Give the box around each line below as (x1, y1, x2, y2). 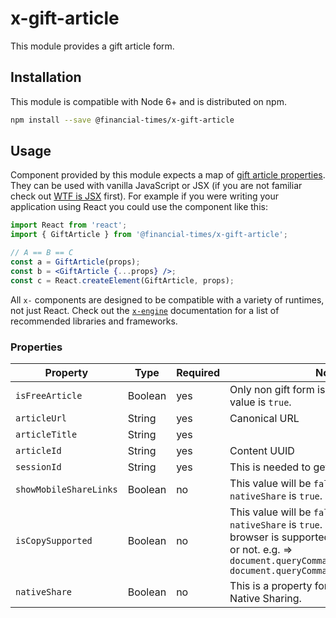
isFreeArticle (15, 390, 83, 401)
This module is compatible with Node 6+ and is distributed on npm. (10, 95, 287, 107)
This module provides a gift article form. (10, 40, 175, 52)
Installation (10, 69, 82, 86)
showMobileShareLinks (15, 483, 118, 495)
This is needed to (229, 460, 312, 474)
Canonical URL (229, 411, 300, 425)
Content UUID (229, 443, 295, 457)
